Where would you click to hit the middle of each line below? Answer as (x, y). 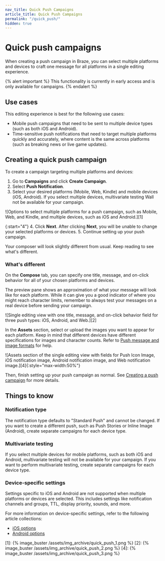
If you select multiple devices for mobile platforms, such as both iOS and (79, 454)
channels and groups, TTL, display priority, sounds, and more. (68, 504)
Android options (29, 533)
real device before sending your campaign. (49, 306)
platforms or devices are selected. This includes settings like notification (79, 499)
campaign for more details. (33, 380)
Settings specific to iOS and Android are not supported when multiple (76, 494)
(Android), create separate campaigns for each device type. (66, 431)
